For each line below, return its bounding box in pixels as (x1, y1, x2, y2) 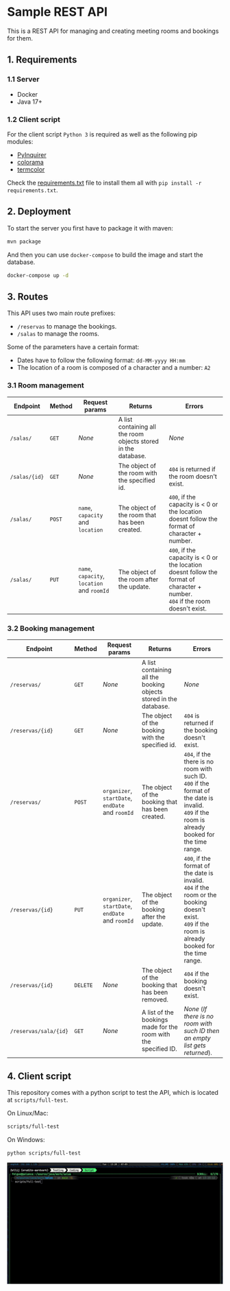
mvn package (7, 238, 41, 245)
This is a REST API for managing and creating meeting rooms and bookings (7, 27, 219, 35)
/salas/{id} (10, 474, 44, 481)
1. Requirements (7, 54, 77, 66)
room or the (183, 891, 217, 899)
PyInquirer (16, 150, 47, 158)
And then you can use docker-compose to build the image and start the (7, 250, 203, 259)
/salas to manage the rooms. (16, 330, 99, 338)
